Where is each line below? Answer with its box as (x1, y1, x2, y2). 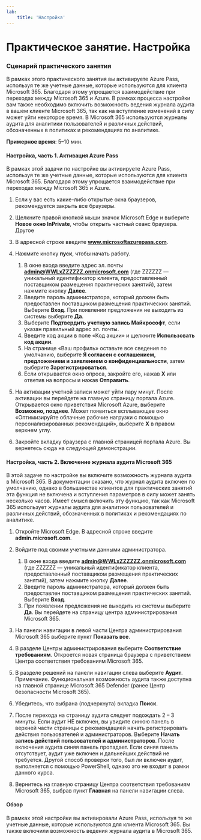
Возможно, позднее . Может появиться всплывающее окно (14, 407, 169, 415)
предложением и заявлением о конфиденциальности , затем (23, 358, 185, 365)
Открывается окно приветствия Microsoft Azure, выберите (14, 401, 166, 409)
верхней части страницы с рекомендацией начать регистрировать (14, 725, 188, 732)
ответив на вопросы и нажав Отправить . (23, 377, 130, 384)
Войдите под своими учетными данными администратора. (14, 546, 167, 553)
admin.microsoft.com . (14, 534, 72, 541)
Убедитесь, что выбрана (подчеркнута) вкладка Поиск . (14, 700, 158, 707)
